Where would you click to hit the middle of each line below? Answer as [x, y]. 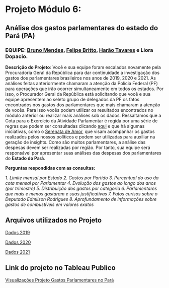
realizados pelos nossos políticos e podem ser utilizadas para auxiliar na [80, 136]
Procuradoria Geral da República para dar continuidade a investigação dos [82, 73]
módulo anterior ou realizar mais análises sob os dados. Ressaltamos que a [83, 115]
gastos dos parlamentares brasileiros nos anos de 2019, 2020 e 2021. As [80, 78]
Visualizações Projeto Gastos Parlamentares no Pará [60, 280]
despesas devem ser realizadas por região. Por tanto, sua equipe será [78, 148]
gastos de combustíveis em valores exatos [50, 204]
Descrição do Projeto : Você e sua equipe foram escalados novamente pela [83, 67]
